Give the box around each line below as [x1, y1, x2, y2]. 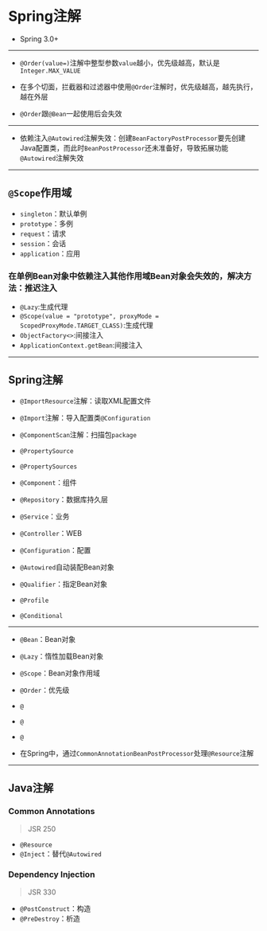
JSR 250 [27, 823, 56, 833]
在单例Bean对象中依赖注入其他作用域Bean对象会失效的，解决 [8, 270, 244, 281]
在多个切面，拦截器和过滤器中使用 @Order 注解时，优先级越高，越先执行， [19, 81, 257, 92]
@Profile [19, 597, 49, 604]
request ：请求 [19, 229, 66, 238]
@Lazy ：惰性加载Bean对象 [19, 651, 104, 661]
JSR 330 [27, 887, 56, 897]
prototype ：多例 [19, 218, 74, 228]
